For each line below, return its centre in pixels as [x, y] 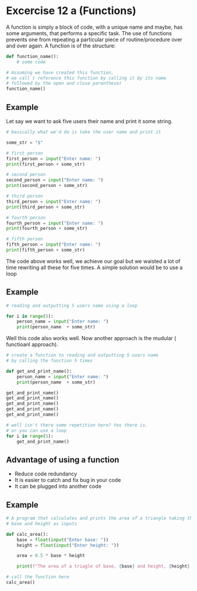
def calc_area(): [27, 534]
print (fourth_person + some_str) [47, 229]
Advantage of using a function [63, 459]
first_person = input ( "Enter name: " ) [53, 159]
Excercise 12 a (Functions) [71, 11]
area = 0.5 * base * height [51, 556]
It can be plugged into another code [58, 486]
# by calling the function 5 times [50, 361]
